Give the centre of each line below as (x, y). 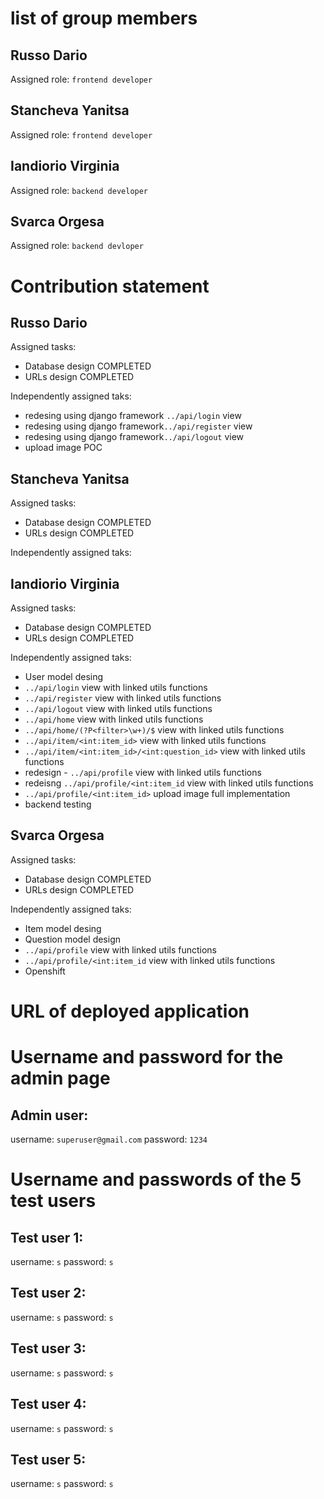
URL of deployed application (130, 1011)
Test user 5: (48, 1459)
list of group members (104, 18)
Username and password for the (147, 1057)
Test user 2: (48, 1293)
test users (53, 1201)
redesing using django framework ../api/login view (133, 416)
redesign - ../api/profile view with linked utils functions (143, 773)
